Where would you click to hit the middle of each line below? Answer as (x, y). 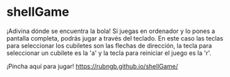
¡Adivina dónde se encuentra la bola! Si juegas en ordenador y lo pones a (111, 31)
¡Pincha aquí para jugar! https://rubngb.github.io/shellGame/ (92, 66)
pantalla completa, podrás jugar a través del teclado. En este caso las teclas (115, 38)
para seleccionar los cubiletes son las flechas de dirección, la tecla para (109, 45)
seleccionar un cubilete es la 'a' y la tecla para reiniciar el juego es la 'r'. (109, 53)
